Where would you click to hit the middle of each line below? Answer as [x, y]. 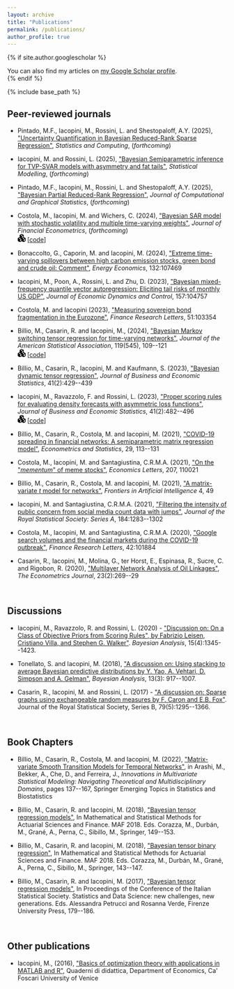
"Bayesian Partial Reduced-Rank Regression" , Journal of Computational [120, 195]
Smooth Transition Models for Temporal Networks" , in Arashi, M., [132, 767]
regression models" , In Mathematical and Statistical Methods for [109, 817]
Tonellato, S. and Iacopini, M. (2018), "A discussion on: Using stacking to [121, 663]
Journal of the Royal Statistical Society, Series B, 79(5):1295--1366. [114, 707]
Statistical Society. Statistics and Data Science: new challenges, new [116, 896]
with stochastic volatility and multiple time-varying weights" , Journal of [119, 223]
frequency [32, 289]
